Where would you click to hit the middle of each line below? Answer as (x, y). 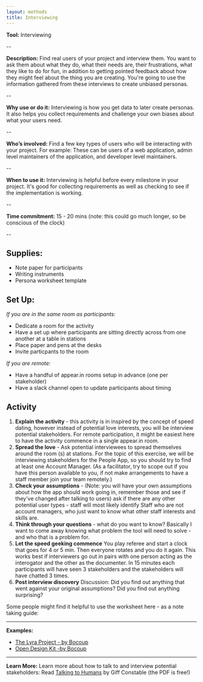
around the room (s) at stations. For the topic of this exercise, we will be (104, 453)
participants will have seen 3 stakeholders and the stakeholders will (99, 569)
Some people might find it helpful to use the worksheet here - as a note (95, 606)
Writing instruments (40, 274)
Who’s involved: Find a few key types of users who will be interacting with (99, 143)
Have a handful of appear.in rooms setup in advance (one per (92, 375)
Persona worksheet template (51, 281)
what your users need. (34, 120)
